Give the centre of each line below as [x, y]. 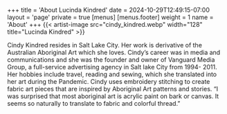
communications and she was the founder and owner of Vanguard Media [111, 60]
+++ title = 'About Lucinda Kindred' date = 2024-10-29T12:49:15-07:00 [108, 10]
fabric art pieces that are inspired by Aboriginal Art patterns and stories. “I [113, 89]
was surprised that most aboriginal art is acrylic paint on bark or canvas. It [113, 96]
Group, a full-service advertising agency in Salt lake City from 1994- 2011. [112, 67]
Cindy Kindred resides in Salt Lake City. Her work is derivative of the [105, 45]
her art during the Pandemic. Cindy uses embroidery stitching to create [109, 81]
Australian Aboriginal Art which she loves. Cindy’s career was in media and [114, 52]
